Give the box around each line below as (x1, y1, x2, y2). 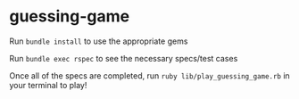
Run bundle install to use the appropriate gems (9, 36, 188, 46)
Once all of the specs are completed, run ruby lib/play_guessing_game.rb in (9, 70, 290, 81)
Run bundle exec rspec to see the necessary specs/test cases (9, 53, 238, 63)
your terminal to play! (9, 79, 87, 90)
